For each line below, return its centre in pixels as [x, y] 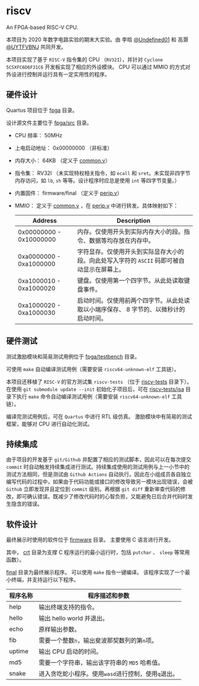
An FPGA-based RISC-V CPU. [42, 27]
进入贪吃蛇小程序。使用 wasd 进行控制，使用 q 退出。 [109, 674]
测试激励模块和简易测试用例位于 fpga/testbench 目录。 [73, 356]
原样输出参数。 [60, 630]
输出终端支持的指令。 [69, 607]
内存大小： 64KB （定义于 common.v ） [62, 160]
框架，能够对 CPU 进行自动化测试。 [49, 424]
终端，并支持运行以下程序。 [45, 580]
